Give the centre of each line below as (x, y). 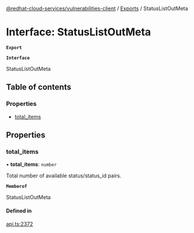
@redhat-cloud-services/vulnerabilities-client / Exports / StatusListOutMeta (97, 8)
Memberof (17, 187)
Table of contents (39, 87)
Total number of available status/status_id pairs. (64, 176)
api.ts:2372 (20, 224)
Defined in (19, 211)
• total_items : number (32, 165)
